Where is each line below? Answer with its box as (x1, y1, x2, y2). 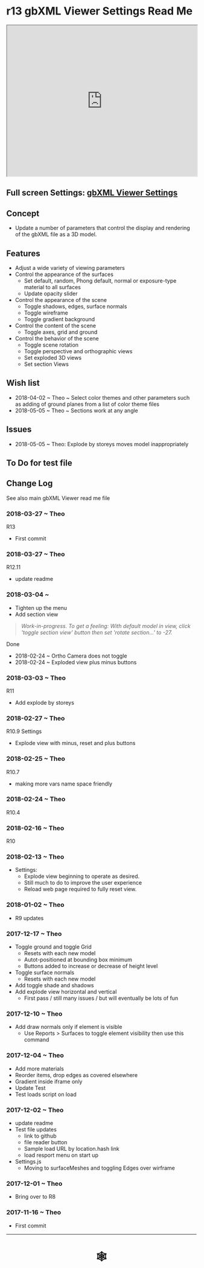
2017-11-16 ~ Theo (6, 1208, 62, 1217)
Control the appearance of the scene (14, 296, 107, 303)
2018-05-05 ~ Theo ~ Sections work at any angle (14, 406, 139, 414)
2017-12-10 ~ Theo (6, 1010, 63, 1018)
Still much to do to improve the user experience (24, 879, 142, 886)
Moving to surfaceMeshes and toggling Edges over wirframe (24, 1164, 175, 1171)
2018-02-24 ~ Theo (6, 795, 66, 804)
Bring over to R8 (14, 1193, 56, 1200)
